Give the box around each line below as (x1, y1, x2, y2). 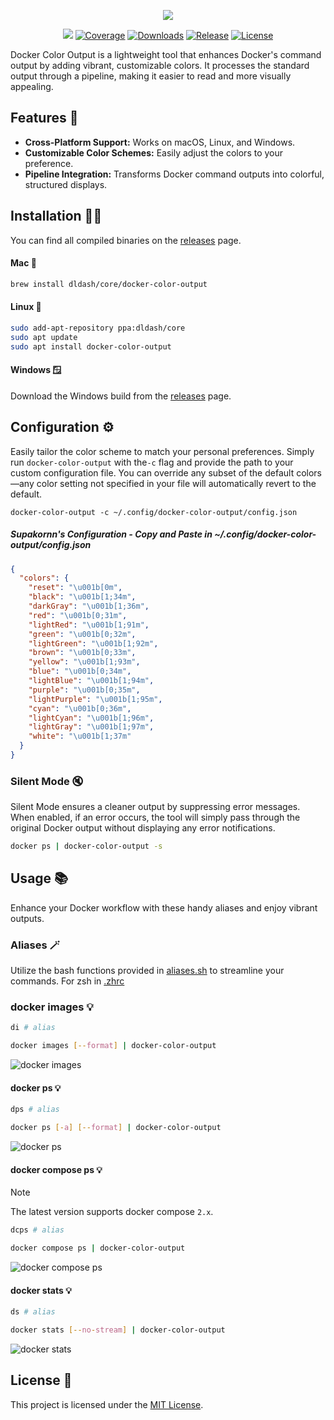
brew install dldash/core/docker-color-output (10, 279, 208, 289)
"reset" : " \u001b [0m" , (28, 583, 123, 593)
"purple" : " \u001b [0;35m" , (28, 685, 141, 695)
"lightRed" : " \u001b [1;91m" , (28, 620, 150, 630)
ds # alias (10, 1307, 56, 1317)
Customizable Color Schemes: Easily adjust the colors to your (24, 146, 284, 159)
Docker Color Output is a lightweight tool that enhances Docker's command (10, 49, 322, 60)
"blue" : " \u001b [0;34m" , (28, 666, 132, 677)
